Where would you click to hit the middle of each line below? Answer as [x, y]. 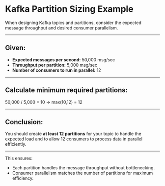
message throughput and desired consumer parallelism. [62, 27]
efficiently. [16, 144]
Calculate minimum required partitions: [67, 90]
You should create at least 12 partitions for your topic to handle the [73, 134]
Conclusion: [24, 122]
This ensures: [19, 159]
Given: [15, 48]
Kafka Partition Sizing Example [69, 9]
